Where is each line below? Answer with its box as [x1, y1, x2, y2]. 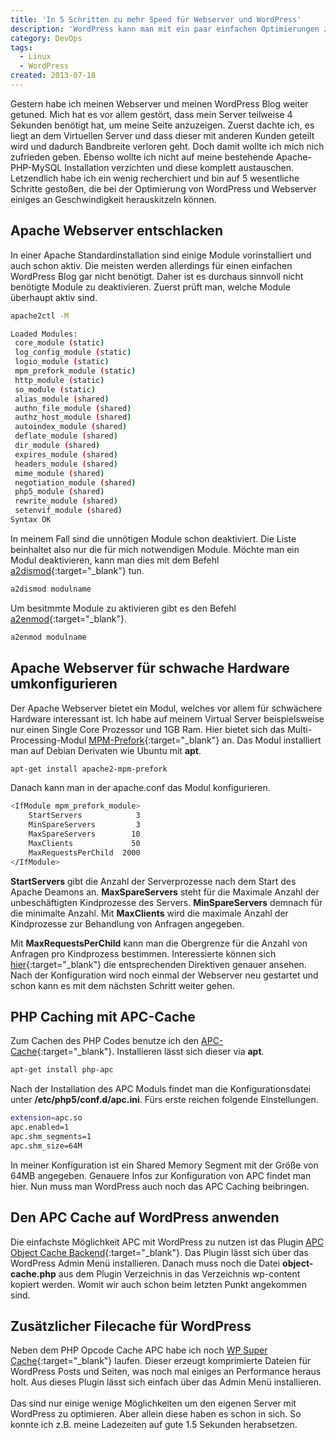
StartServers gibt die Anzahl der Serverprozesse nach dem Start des [10, 875, 297, 887]
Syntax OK [10, 515, 52, 525]
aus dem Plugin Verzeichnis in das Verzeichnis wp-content [58, 1267, 301, 1280]
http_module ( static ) [14, 375, 105, 385]
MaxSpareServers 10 [28, 829, 141, 839]
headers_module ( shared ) [14, 459, 118, 469]
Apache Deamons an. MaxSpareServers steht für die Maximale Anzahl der [10, 886, 320, 898]
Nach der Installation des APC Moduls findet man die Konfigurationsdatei [10, 1083, 312, 1095]
